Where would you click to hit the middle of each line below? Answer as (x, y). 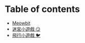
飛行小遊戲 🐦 (26, 35)
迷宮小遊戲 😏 (26, 29)
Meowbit (21, 23)
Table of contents (42, 9)
